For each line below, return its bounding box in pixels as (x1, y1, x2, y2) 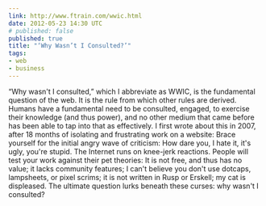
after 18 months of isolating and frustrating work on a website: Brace (8, 129, 236, 139)
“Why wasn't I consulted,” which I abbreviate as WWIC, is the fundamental (8, 86, 256, 96)
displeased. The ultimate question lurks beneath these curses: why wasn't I (8, 181, 260, 191)
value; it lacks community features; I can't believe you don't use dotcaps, (8, 163, 251, 174)
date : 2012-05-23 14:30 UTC (8, 19, 103, 27)
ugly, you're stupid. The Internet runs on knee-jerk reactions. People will (8, 146, 248, 156)
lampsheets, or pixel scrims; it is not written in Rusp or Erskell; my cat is (8, 172, 246, 182)
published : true (8, 34, 63, 43)
